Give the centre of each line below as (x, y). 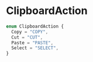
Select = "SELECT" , (35, 48)
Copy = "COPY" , (30, 32)
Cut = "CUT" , (27, 37)
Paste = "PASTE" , (32, 43)
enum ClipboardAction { (35, 26)
